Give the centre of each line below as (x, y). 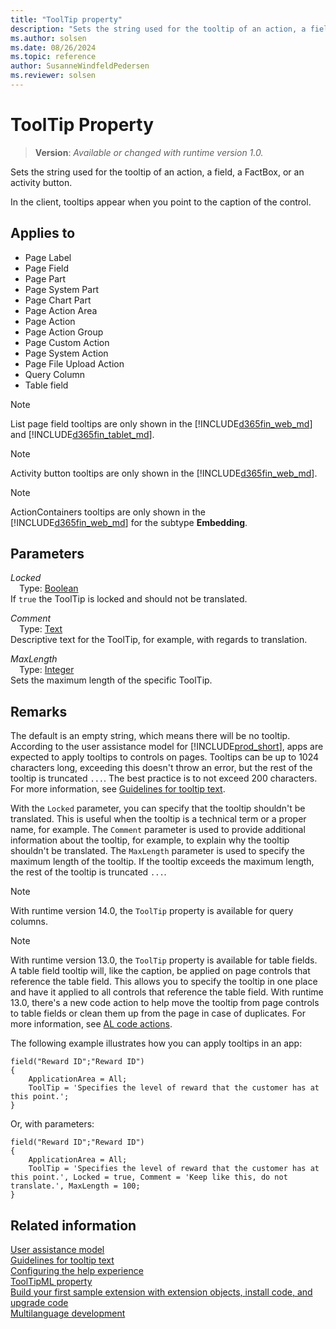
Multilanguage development (68, 1313)
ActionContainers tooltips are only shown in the (108, 512)
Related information (73, 1225)
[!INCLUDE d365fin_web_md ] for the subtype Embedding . (129, 522)
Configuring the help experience (77, 1271)
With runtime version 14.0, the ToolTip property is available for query (152, 911)
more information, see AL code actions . (91, 1024)
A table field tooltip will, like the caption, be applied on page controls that (160, 971)
